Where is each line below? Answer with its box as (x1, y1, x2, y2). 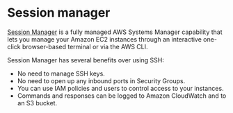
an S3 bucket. (17, 98, 58, 107)
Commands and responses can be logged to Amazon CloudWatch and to (17, 92, 227, 100)
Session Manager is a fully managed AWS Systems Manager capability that (7, 28, 223, 36)
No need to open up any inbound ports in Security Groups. (17, 76, 186, 85)
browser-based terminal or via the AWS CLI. (22, 42, 148, 51)
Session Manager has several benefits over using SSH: (7, 55, 165, 64)
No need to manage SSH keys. (17, 69, 106, 78)
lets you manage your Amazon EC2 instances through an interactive (7, 35, 202, 43)
